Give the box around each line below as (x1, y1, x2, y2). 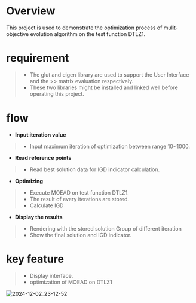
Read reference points (14, 154, 72, 161)
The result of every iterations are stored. (29, 195, 130, 202)
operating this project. (29, 90, 85, 97)
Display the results (14, 213, 63, 220)
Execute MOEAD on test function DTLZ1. (29, 189, 130, 196)
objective (6, 30, 29, 37)
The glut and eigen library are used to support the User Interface (29, 71, 189, 78)
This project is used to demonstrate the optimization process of (6, 24, 163, 31)
